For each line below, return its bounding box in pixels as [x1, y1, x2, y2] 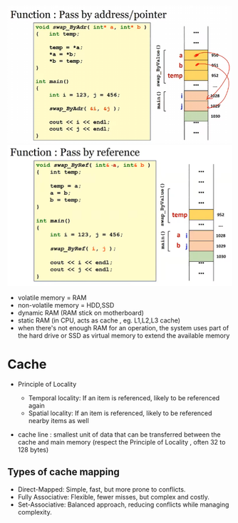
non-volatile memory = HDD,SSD [17, 300, 115, 309]
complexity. [17, 507, 52, 516]
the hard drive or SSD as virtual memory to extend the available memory [17, 331, 230, 340]
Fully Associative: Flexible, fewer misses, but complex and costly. [17, 492, 210, 501]
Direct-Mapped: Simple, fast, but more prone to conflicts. [17, 484, 186, 494]
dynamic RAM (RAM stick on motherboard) [17, 308, 145, 317]
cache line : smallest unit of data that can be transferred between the [17, 430, 221, 439]
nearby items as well [28, 416, 89, 425]
